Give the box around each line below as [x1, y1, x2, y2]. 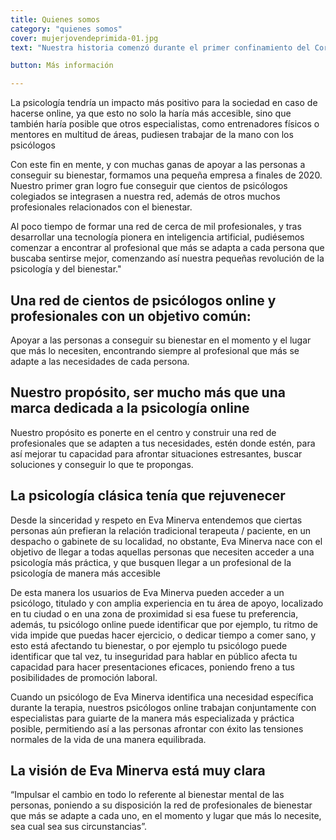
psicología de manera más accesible [10, 567, 161, 579]
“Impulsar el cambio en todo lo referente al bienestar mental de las [10, 789, 285, 801]
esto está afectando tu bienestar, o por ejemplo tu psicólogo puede [10, 639, 288, 651]
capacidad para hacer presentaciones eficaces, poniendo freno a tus [10, 661, 295, 673]
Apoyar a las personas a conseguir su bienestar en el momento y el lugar [10, 334, 312, 346]
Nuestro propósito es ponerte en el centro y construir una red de [10, 426, 277, 438]
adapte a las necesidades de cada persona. [10, 355, 190, 367]
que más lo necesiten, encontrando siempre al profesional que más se [10, 344, 300, 356]
